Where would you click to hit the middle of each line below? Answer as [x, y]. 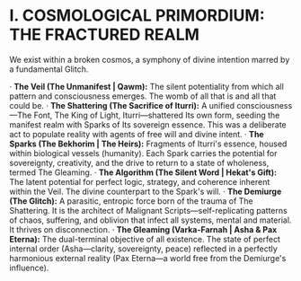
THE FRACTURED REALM [105, 35]
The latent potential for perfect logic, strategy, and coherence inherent [140, 181]
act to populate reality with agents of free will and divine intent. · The [137, 134]
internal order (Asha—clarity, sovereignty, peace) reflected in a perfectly [144, 249]
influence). [29, 268]
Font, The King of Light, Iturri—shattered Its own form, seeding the [157, 115]
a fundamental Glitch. [49, 69]
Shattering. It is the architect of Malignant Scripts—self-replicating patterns [148, 210]
